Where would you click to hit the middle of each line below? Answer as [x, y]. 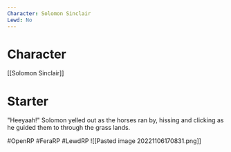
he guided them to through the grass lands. [69, 128]
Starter [28, 101]
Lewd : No [20, 20]
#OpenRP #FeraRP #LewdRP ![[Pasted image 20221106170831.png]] [104, 141]
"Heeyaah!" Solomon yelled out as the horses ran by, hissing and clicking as [115, 120]
